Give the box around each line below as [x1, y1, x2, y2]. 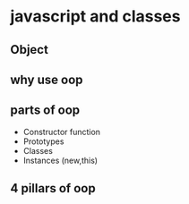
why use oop [10, 72, 83, 87]
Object [10, 42, 48, 57]
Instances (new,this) [22, 155, 98, 166]
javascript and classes [10, 6, 181, 27]
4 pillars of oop [10, 181, 97, 196]
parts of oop [10, 103, 81, 118]
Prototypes [22, 136, 64, 147]
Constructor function [22, 126, 101, 137]
